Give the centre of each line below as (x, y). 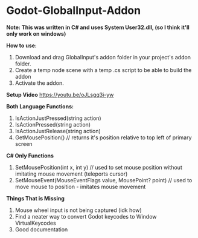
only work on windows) (36, 33)
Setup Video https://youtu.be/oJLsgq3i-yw (60, 94)
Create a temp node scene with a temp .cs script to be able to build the (103, 70)
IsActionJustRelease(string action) (58, 131)
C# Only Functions (30, 156)
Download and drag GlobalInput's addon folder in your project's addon (103, 57)
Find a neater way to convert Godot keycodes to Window (86, 216)
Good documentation (41, 229)
